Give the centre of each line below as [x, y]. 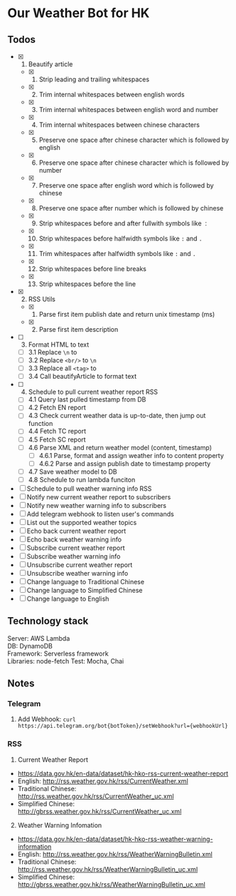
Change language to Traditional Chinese [85, 581]
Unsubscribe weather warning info [77, 573]
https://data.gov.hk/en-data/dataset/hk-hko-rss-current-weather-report [123, 773]
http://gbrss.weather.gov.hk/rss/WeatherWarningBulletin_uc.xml [112, 884]
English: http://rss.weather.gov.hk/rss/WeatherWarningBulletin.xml [115, 854]
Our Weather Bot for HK [79, 13]
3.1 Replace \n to [53, 352]
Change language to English [68, 599]
